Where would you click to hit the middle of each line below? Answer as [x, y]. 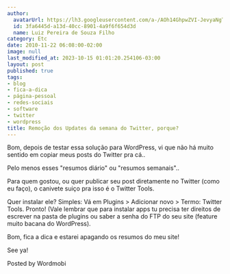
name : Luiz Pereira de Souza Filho [64, 33]
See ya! [18, 250]
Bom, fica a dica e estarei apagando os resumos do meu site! [93, 237]
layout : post [26, 64]
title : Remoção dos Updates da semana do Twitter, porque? [93, 128]
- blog [16, 84]
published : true [30, 71]
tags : [15, 77]
